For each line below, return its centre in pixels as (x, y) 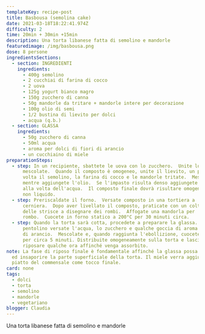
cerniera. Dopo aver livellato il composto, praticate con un (105, 206)
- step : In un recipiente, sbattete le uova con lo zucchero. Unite (102, 166)
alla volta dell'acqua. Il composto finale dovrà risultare (102, 189)
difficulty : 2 (24, 29)
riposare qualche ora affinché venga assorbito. (85, 246)
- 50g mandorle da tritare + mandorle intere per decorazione (103, 103)
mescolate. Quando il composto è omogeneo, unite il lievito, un (109, 172)
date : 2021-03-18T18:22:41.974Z (47, 23)
